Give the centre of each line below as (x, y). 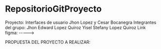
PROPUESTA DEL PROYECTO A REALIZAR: (48, 42)
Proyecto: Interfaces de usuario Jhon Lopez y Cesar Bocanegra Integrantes (81, 22)
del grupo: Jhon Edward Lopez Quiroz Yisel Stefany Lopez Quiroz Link (75, 27)
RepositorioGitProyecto (54, 9)
